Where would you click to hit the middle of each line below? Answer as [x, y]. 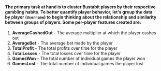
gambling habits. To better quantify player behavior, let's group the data [79, 12]
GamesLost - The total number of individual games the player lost [78, 64]
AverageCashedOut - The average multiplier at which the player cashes [84, 33]
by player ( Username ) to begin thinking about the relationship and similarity [81, 17]
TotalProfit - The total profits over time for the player [65, 48]
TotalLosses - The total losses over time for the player [66, 54]
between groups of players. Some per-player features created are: [73, 22]
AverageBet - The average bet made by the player [62, 43]
